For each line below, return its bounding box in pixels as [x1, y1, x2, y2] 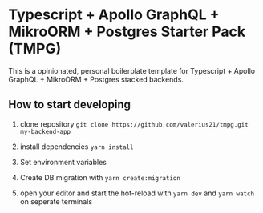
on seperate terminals [19, 196, 93, 206]
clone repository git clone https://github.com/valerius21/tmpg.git [19, 119, 249, 129]
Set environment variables [19, 157, 107, 167]
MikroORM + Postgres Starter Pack [8, 22, 246, 41]
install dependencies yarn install [19, 142, 134, 151]
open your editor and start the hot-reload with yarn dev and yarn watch [19, 188, 255, 198]
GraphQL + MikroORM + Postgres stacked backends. [8, 74, 184, 84]
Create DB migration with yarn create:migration [19, 172, 180, 182]
